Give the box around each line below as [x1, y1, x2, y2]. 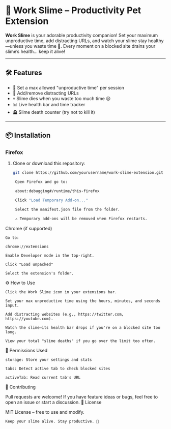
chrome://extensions [5, 244, 49, 249]
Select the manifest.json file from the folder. [15, 207, 121, 212]
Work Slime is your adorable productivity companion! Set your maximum [5, 32, 158, 38]
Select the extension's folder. [5, 270, 74, 276]
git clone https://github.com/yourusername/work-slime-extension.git [12, 170, 164, 175]
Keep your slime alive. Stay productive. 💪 [5, 419, 99, 424]
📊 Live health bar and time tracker [12, 101, 85, 107]
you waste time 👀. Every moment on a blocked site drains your [24, 43, 156, 49]
